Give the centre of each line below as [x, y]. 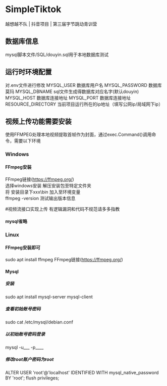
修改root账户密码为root [30, 359]
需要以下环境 [27, 141]
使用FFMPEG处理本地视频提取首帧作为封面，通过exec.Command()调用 [78, 134]
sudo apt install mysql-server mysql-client [49, 297]
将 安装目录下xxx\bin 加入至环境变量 [43, 192]
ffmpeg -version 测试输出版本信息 [40, 198]
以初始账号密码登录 [25, 334]
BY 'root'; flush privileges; [32, 378]
